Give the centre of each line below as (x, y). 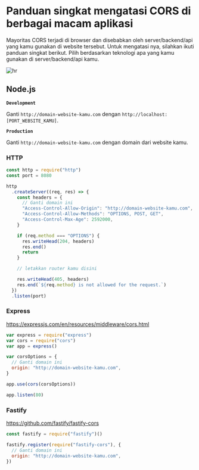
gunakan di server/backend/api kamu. (53, 59)
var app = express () (32, 346)
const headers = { (40, 198)
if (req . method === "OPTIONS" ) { (58, 236)
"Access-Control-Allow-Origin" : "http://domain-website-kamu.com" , (108, 209)
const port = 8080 (29, 176)
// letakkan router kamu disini (57, 269)
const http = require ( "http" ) (44, 170)
